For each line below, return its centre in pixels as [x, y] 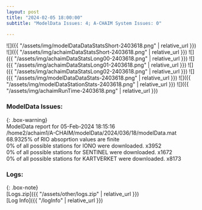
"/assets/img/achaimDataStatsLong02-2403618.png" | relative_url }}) [101, 72]
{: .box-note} [22, 187]
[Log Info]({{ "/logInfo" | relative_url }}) [55, 200]
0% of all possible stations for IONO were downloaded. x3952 [84, 146]
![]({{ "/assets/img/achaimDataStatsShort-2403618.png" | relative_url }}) [97, 52]
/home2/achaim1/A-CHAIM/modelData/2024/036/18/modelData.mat [92, 133]
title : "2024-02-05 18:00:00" [45, 18]
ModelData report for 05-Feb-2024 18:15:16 [61, 126]
